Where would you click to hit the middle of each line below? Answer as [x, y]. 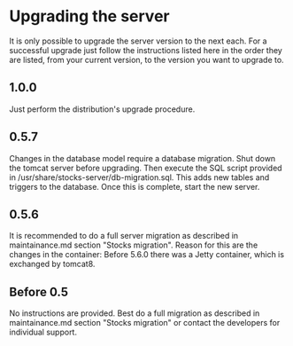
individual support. [43, 332]
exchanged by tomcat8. [52, 264]
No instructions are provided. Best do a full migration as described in [135, 313]
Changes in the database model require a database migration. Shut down [143, 158]
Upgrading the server [89, 16]
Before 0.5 [39, 291]
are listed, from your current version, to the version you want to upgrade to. [147, 59]
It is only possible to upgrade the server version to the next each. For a [138, 41]
